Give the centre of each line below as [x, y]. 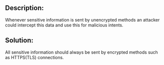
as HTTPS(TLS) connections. [34, 57]
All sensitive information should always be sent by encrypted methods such [82, 52]
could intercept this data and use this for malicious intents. [64, 25]
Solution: [19, 40]
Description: [25, 8]
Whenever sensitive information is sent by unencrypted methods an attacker [82, 20]
